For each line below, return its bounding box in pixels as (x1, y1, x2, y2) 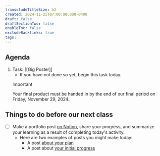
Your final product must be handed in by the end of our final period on (12, 91, 156, 97)
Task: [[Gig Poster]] (12, 66, 53, 72)
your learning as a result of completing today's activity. (12, 129, 125, 135)
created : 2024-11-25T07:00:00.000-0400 (5, 12, 88, 17)
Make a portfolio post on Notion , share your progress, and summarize (12, 123, 155, 129)
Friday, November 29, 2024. (12, 96, 70, 102)
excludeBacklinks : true (5, 30, 54, 35)
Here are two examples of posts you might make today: (19, 134, 133, 140)
